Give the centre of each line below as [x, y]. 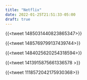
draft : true [18, 19]
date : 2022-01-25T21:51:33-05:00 [40, 15]
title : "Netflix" [24, 10]
